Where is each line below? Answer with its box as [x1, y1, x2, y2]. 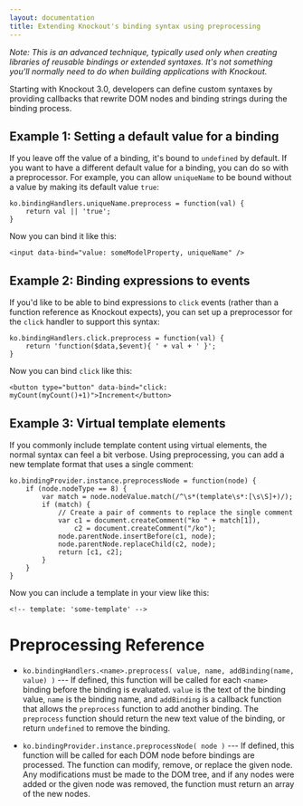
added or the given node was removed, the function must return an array [22, 778, 295, 789]
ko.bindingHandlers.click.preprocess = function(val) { [9, 334, 224, 343]
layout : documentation [9, 13, 95, 23]
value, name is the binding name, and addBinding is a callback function [22, 694, 282, 705]
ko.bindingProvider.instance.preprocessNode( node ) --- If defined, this [22, 740, 295, 751]
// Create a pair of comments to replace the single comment [57, 508, 294, 517]
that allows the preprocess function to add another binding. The [22, 703, 260, 714]
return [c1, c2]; [57, 547, 124, 557]
